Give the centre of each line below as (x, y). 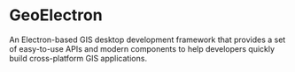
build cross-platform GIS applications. (78, 58)
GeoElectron (56, 15)
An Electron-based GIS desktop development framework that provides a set (147, 40)
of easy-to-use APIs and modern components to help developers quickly (142, 48)
